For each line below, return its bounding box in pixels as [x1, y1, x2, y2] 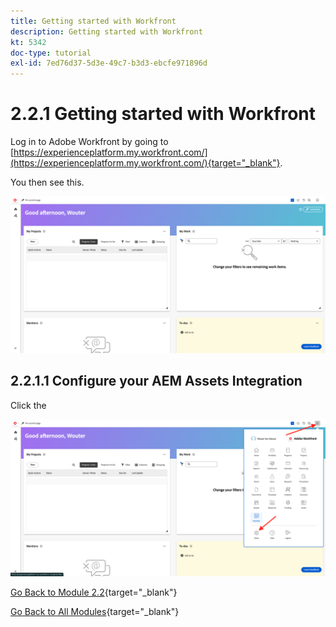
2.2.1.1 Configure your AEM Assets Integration [10, 373, 303, 390]
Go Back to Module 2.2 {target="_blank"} [10, 586, 178, 598]
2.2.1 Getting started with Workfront [10, 103, 317, 125]
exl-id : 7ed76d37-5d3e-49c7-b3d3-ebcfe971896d [10, 58, 208, 69]
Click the [10, 399, 47, 411]
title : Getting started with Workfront [10, 16, 177, 26]
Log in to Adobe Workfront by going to [10, 136, 169, 148]
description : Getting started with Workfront [10, 26, 203, 37]
